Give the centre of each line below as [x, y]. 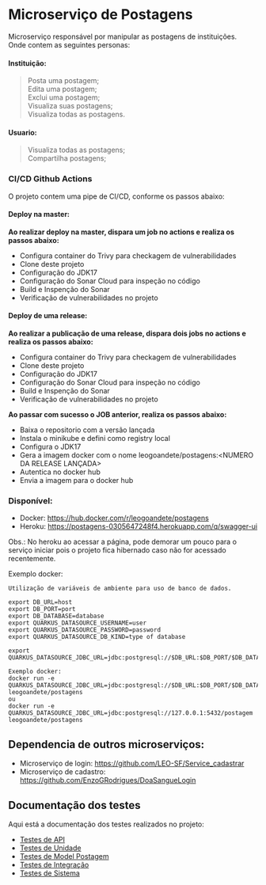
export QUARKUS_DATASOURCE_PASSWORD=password [84, 630]
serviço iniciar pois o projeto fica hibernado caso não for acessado [118, 550]
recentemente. [32, 559]
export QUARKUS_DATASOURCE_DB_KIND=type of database [97, 637]
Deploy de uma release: [48, 316]
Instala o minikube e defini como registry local [95, 439]
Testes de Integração [54, 864]
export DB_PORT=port [42, 610]
